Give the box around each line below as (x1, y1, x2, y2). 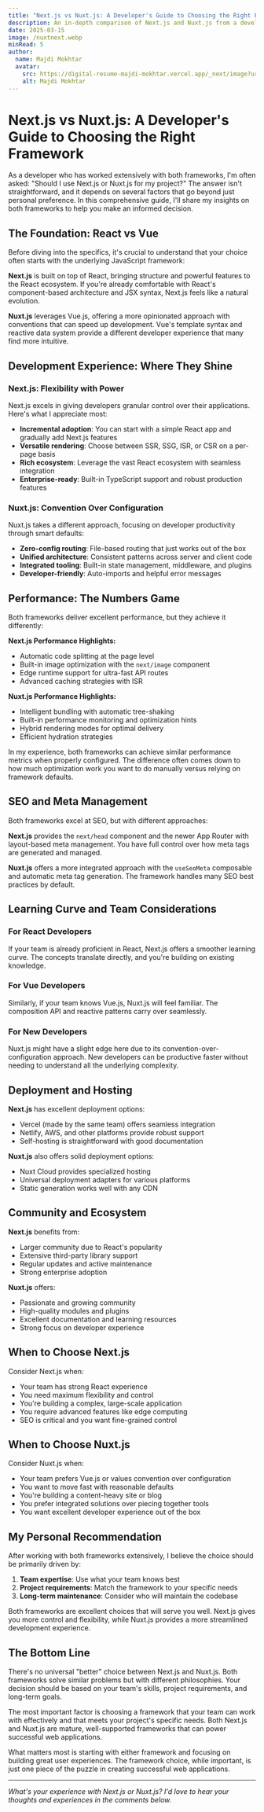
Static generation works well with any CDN (19, 1183, 159, 1193)
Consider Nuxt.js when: (8, 1459, 84, 1468)
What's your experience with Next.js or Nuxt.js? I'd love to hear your (8, 1787, 229, 1796)
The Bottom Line (8, 1646, 90, 1659)
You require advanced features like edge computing (19, 1406, 188, 1416)
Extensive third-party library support (19, 1251, 138, 1260)
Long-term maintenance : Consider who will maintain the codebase (19, 1591, 238, 1601)
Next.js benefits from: (8, 1227, 80, 1237)
